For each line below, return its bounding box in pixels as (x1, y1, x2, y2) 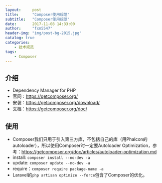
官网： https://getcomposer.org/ (12, 93, 78, 99)
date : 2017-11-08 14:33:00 (5, 21, 75, 27)
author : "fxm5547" (5, 26, 53, 31)
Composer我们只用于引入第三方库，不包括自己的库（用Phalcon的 (12, 136, 148, 142)
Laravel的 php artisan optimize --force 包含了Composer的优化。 (12, 172, 147, 178)
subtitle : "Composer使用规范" (5, 17, 70, 22)
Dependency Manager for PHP (12, 87, 76, 93)
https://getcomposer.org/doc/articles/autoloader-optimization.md (21, 149, 157, 154)
